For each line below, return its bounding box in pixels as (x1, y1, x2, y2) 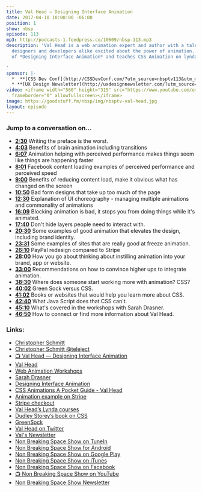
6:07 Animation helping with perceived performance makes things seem (14, 150, 194, 157)
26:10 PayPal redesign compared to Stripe (14, 246, 120, 253)
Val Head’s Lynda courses (14, 406, 79, 413)
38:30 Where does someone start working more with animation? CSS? (14, 278, 191, 285)
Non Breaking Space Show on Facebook (14, 464, 115, 471)
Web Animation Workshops (14, 367, 83, 374)
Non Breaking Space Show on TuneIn (14, 438, 108, 445)
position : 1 (6, 20, 36, 26)
